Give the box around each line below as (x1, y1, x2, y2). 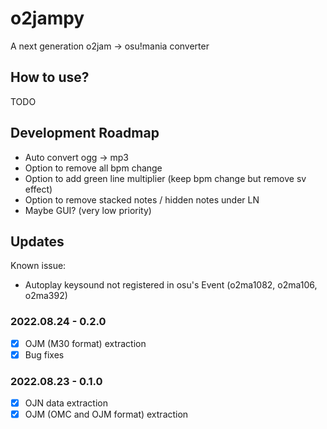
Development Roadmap (10, 125, 160, 142)
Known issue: (10, 260, 67, 272)
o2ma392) (24, 290, 68, 302)
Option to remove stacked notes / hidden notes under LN (24, 193, 260, 206)
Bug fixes (24, 348, 65, 361)
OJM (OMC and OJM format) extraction (24, 408, 189, 421)
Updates (10, 233, 65, 250)
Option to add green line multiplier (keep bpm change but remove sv (24, 172, 307, 184)
